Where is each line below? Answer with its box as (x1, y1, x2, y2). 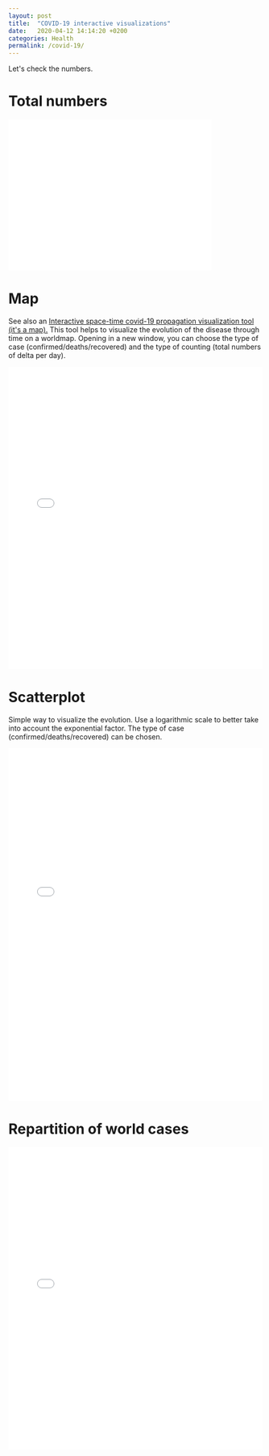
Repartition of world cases (8, 1120, 189, 1138)
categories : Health (8, 34, 74, 43)
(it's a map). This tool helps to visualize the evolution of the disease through (8, 325, 260, 335)
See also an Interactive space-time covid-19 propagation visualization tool (8, 316, 255, 326)
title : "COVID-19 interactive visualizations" (8, 19, 172, 27)
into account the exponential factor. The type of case (8, 723, 184, 733)
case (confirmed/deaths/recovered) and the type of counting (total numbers (8, 342, 262, 352)
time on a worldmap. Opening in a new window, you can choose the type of (8, 334, 259, 343)
